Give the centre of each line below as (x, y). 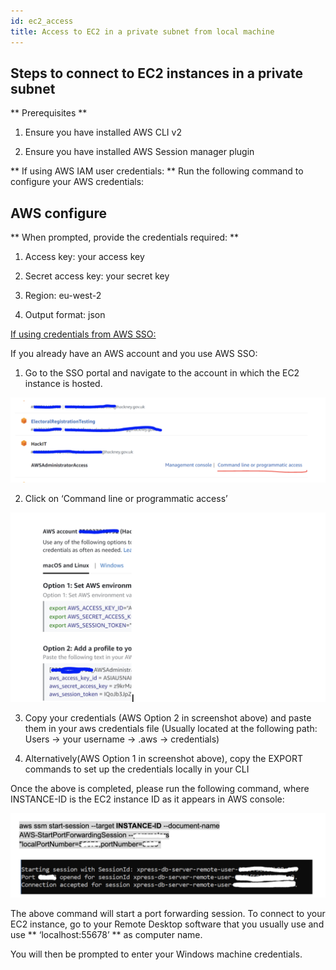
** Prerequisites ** (49, 113)
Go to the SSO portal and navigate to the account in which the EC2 (162, 373)
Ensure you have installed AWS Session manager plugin (139, 152)
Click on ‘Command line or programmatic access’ (126, 498)
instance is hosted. (63, 384)
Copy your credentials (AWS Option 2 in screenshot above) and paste (168, 718)
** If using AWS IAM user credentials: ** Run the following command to (157, 171)
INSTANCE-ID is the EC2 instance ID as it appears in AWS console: (147, 799)
